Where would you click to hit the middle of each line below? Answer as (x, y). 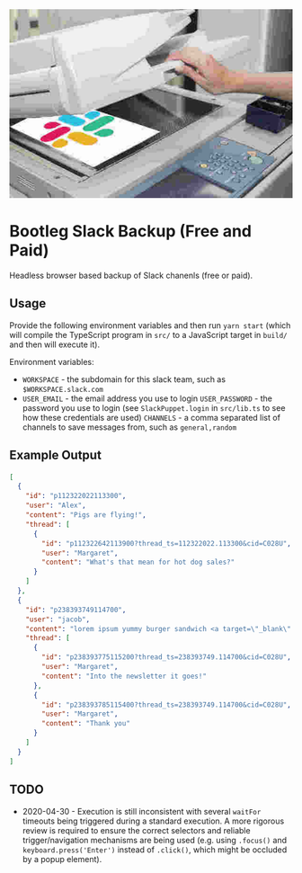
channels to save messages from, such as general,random (129, 427)
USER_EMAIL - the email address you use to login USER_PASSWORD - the (147, 398)
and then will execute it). (55, 344)
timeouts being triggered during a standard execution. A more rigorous (153, 821)
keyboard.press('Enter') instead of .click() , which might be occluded (155, 850)
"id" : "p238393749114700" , (76, 610)
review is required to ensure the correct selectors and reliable (136, 830)
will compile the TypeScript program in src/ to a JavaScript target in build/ (148, 334)
